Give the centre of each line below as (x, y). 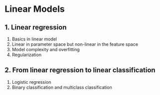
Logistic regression (32, 82)
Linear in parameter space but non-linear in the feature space (75, 44)
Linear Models (35, 9)
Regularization (27, 55)
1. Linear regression (36, 27)
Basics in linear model (34, 39)
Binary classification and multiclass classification (62, 87)
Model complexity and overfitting (46, 49)
